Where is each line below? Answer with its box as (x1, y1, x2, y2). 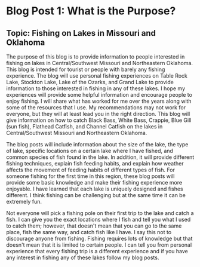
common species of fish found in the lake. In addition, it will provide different (6, 154, 195, 161)
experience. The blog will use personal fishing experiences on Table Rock (6, 72, 188, 79)
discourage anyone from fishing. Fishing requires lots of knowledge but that (6, 235, 193, 242)
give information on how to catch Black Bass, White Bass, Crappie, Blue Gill (6, 116, 192, 124)
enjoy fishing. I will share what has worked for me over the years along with (6, 97, 192, 105)
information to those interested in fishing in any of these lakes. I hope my (6, 85, 186, 92)
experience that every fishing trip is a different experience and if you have (6, 248, 188, 254)
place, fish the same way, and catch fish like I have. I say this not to (6, 229, 172, 235)
